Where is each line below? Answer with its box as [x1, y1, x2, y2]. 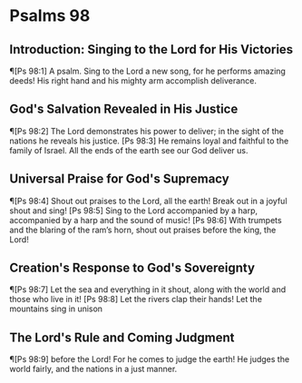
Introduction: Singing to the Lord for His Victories [9, 42, 294, 57]
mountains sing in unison [9, 303, 102, 314]
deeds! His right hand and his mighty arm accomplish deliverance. [9, 75, 257, 86]
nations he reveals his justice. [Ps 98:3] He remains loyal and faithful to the [9, 135, 289, 146]
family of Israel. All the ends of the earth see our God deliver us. [9, 144, 248, 155]
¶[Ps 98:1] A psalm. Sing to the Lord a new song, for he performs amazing [9, 65, 286, 76]
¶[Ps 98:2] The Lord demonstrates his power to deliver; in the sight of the [9, 125, 284, 136]
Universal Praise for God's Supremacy [9, 172, 229, 187]
